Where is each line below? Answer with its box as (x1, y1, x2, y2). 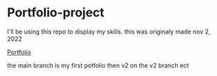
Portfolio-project (7, 5, 105, 21)
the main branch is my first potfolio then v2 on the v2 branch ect (7, 61, 190, 69)
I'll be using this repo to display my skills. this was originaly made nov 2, (7, 27, 211, 36)
